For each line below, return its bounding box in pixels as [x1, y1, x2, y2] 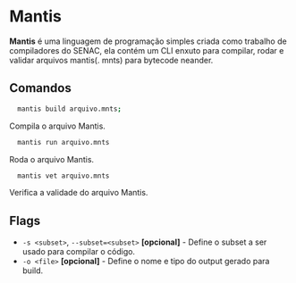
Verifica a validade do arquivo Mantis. [9, 187, 148, 198]
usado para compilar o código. [21, 246, 136, 257]
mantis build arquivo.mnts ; [17, 104, 123, 113]
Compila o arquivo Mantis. [9, 121, 106, 131]
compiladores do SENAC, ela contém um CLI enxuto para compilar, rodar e [9, 45, 284, 55]
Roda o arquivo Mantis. [9, 154, 95, 164]
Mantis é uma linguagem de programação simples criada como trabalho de [9, 36, 288, 46]
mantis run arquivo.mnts [17, 137, 110, 146]
